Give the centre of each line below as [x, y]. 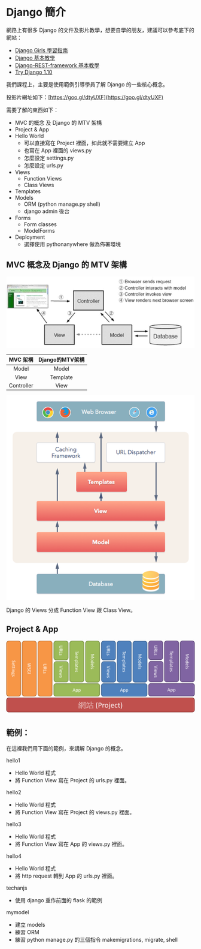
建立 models [30, 924]
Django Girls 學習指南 [41, 50]
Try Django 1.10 [33, 72]
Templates [28, 191]
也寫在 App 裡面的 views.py [58, 150]
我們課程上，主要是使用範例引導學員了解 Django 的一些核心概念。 [87, 84]
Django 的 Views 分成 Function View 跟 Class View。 [71, 610]
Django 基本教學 [35, 58]
